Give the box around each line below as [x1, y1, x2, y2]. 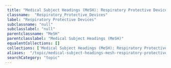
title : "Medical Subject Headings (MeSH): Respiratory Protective [7, 7, 152, 13]
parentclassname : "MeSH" [7, 31, 60, 36]
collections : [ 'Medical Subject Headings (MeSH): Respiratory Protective [7, 46, 167, 51]
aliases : [7, 50, 26, 55]
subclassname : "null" [7, 21, 53, 27]
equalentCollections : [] [7, 41, 60, 46]
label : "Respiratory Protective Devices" [7, 17, 96, 22]
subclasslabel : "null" [7, 27, 56, 32]
